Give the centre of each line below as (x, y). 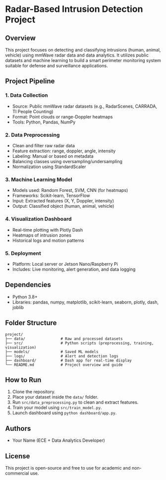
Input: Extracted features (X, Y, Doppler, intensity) (63, 201)
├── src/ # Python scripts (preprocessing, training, (80, 343)
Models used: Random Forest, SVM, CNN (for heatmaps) (70, 190)
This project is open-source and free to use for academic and (68, 468)
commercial (17, 473)
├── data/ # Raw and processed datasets (64, 339)
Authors (18, 428)
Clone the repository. (34, 392)
